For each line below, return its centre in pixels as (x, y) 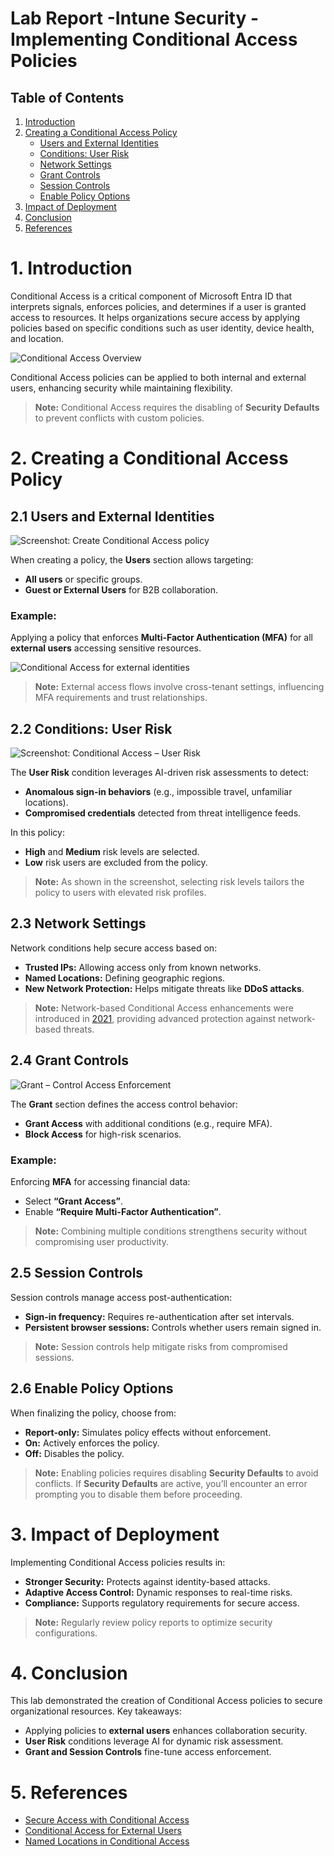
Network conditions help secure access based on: (114, 948)
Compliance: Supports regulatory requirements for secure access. (162, 1603)
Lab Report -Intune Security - (135, 18)
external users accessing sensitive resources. (106, 648)
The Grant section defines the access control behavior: (124, 1104)
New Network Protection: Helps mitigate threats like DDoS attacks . (164, 988)
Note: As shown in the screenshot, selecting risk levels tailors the (169, 882)
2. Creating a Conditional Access (149, 458)
